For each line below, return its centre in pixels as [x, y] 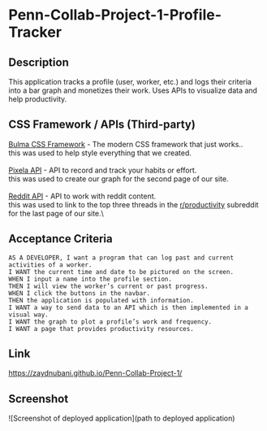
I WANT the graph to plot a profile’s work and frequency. [110, 322]
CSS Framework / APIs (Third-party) [102, 125]
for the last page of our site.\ [56, 213]
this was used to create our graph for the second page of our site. [118, 178]
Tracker [35, 32]
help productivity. [38, 99]
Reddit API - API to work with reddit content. [82, 196]
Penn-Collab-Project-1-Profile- [115, 15]
